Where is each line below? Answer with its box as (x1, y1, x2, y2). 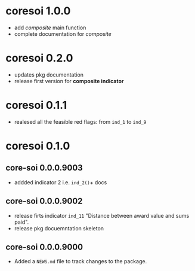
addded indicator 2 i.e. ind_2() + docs (14, 178, 107, 186)
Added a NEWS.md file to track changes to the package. (14, 258, 147, 265)
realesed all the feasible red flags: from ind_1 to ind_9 (14, 118, 147, 125)
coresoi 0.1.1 (5, 99, 67, 112)
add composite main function (14, 24, 86, 31)
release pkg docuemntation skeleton (14, 224, 104, 232)
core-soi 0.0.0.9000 (5, 242, 83, 252)
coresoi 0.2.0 (5, 51, 73, 65)
